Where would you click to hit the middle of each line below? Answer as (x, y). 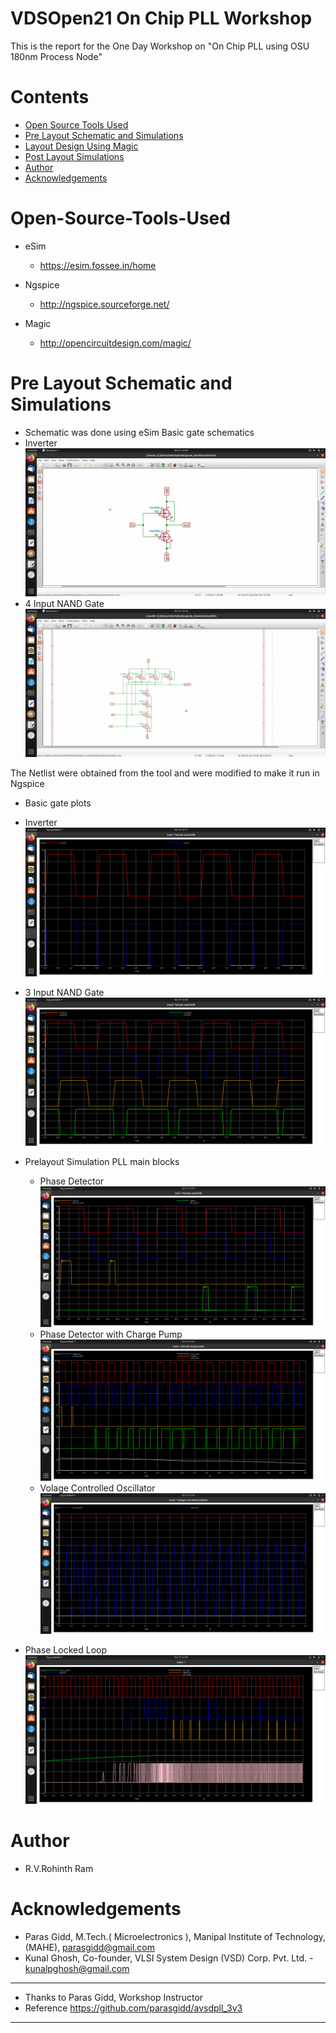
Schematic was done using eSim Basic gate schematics (139, 432)
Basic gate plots (58, 803)
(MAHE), (42, 1947)
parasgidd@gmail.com (109, 1947)
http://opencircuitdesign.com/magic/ (115, 343)
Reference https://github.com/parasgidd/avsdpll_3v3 (133, 2008)
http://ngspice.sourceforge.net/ (104, 304)
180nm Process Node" (56, 56)
